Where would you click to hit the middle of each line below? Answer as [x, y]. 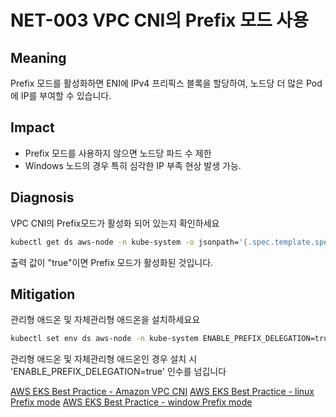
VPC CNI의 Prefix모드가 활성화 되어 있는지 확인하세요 [115, 223]
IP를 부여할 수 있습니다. [66, 95]
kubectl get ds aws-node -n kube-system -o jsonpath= [125, 242]
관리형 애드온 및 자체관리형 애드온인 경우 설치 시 [104, 359]
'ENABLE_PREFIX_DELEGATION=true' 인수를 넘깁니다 [118, 372]
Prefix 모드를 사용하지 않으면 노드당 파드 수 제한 [118, 153]
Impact [32, 127]
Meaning [38, 57]
